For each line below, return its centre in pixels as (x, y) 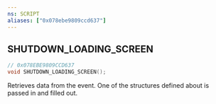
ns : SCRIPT (23, 14)
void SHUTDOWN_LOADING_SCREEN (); (57, 72)
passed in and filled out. (43, 93)
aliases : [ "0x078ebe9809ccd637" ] (57, 21)
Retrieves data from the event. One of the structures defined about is (108, 86)
